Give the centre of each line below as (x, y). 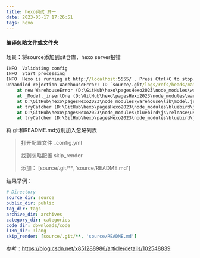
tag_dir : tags (24, 209)
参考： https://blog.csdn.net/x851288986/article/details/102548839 (88, 248)
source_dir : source (30, 198)
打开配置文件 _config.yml (51, 143)
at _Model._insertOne (43, 96)
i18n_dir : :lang (26, 231)
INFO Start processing (36, 74)
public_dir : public (30, 203)
